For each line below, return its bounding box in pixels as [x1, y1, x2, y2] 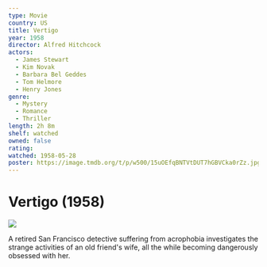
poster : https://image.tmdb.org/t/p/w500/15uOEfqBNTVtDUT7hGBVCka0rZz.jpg [8, 159, 261, 167]
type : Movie [8, 11, 48, 20]
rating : [8, 144, 34, 152]
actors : [8, 48, 34, 56]
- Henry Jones [15, 85, 62, 93]
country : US [8, 19, 48, 27]
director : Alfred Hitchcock [8, 41, 102, 49]
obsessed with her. [8, 251, 71, 261]
